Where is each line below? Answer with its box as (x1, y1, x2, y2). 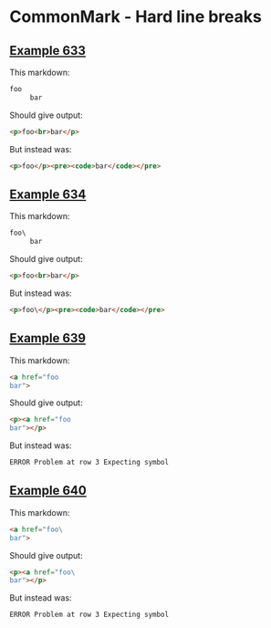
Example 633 (9, 43, 87, 58)
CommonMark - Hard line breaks (9, 6, 262, 27)
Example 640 (9, 483, 87, 498)
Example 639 (9, 330, 87, 346)
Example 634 (9, 186, 87, 202)
